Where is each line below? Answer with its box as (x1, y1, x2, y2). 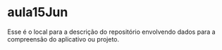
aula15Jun (7, 4, 68, 20)
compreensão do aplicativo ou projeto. (7, 35, 120, 43)
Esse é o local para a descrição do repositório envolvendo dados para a (7, 27, 216, 36)
